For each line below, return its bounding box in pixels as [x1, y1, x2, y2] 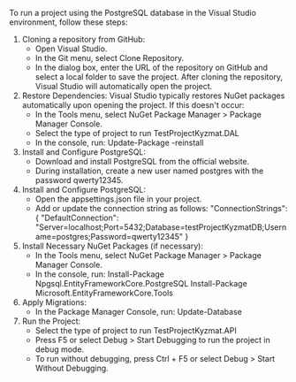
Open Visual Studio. [34, 43, 108, 54]
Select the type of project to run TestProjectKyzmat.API [34, 325, 237, 335]
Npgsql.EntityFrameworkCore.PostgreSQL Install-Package [34, 279, 247, 288]
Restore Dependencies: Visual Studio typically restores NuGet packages [21, 90, 285, 101]
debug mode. [34, 344, 85, 355]
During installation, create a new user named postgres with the [34, 165, 264, 176]
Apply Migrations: [21, 297, 87, 308]
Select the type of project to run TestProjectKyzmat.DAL [34, 128, 240, 138]
